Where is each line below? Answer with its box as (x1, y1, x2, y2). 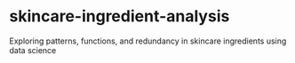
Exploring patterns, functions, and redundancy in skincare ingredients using (9, 35, 287, 46)
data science (9, 44, 57, 55)
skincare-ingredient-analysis (9, 6, 230, 27)
